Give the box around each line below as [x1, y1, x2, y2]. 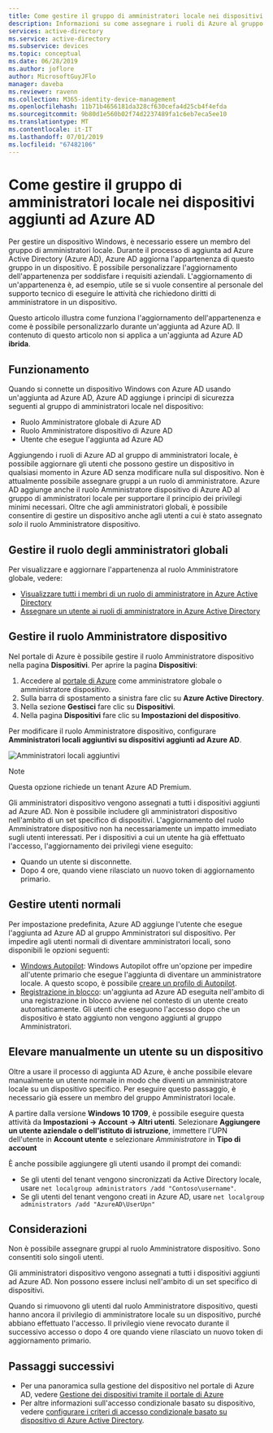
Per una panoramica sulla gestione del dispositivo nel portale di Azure [19, 1381, 254, 1391]
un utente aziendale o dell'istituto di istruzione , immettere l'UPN [8, 1126, 227, 1135]
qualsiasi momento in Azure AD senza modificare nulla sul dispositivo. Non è [8, 468, 265, 477]
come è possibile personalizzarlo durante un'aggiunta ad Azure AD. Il [8, 322, 240, 332]
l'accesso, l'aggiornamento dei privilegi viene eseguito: [8, 841, 193, 851]
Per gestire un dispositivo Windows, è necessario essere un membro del [8, 237, 250, 246]
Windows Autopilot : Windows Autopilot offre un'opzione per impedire [19, 960, 253, 970]
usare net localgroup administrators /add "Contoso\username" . [19, 1183, 236, 1192]
